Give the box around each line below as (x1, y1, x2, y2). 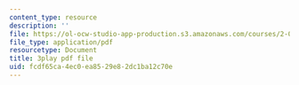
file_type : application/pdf (9, 37, 114, 47)
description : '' (9, 21, 69, 30)
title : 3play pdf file (9, 54, 93, 63)
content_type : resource (9, 12, 98, 22)
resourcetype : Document (9, 46, 98, 55)
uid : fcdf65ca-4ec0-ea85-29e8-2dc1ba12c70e (9, 63, 174, 72)
